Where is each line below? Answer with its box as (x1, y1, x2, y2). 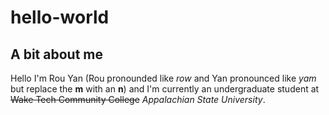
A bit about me (10, 46, 103, 63)
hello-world (10, 6, 110, 29)
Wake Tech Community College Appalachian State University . (10, 94, 266, 105)
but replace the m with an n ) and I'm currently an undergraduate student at (10, 83, 320, 95)
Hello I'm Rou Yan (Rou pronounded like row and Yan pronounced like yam (10, 72, 317, 84)
